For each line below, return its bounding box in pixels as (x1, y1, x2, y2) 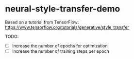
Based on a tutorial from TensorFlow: (5, 19, 79, 25)
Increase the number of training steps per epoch (12, 48, 109, 54)
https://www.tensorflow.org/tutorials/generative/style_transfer (5, 24, 130, 30)
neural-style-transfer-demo (5, 3, 120, 14)
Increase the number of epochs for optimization (12, 43, 108, 48)
